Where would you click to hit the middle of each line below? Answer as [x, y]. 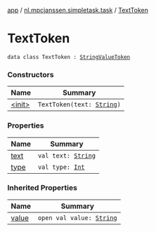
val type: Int [61, 167]
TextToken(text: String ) [79, 105]
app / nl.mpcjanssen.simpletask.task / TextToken [78, 10]
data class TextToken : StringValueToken [69, 57]
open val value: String [77, 218]
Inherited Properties [42, 188]
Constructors [31, 74]
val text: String [67, 156]
